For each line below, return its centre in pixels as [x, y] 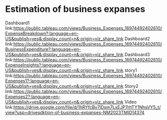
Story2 [131, 86]
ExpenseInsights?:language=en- [38, 65]
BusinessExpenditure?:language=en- [43, 49]
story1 [131, 70]
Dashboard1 [17, 23]
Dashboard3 [137, 54]
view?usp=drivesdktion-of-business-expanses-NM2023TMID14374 [75, 112]
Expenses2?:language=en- [33, 96]
